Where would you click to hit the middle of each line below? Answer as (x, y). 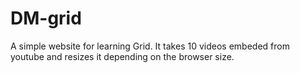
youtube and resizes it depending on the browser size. (122, 56)
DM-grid (46, 18)
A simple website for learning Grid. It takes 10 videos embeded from (150, 46)
